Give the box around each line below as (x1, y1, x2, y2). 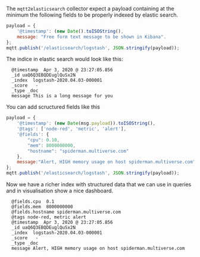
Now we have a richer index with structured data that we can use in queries (6, 181, 192, 188)
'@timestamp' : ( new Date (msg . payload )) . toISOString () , (17, 120, 156, 126)
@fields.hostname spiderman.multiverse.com (11, 209, 121, 215)
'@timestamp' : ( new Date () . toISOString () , (17, 28, 124, 34)
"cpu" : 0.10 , (27, 137, 60, 143)
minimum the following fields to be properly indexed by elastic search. (6, 11, 179, 18)
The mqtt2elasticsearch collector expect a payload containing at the (6, 5, 174, 12)
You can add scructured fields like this (6, 103, 100, 110)
